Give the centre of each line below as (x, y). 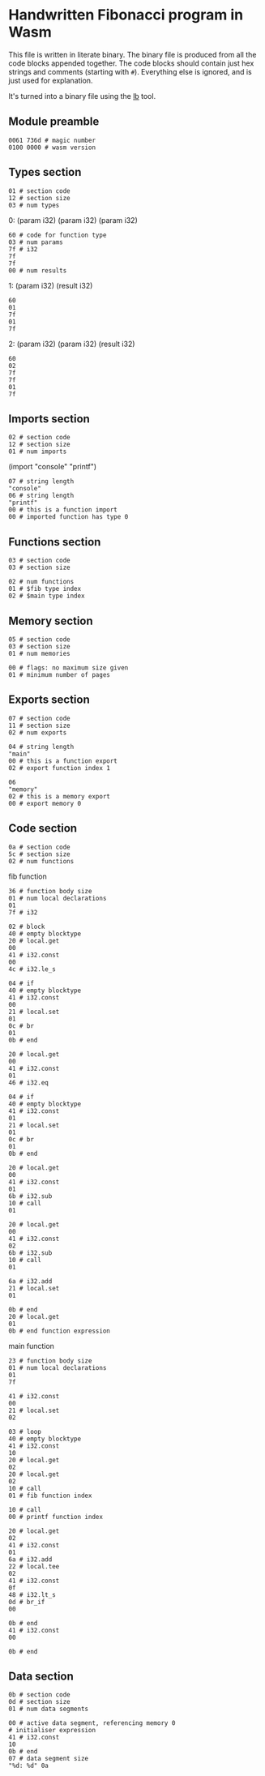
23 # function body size (50, 1361)
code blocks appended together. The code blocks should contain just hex (131, 63)
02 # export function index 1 (60, 768)
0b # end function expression (60, 1331)
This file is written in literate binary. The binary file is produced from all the (132, 54)
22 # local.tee (34, 1566)
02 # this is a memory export (60, 796)
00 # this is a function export (63, 761)
